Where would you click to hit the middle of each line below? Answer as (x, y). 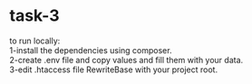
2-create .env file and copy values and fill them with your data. (126, 60)
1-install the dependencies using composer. (91, 50)
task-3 (34, 16)
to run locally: (35, 41)
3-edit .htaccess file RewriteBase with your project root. (114, 70)
